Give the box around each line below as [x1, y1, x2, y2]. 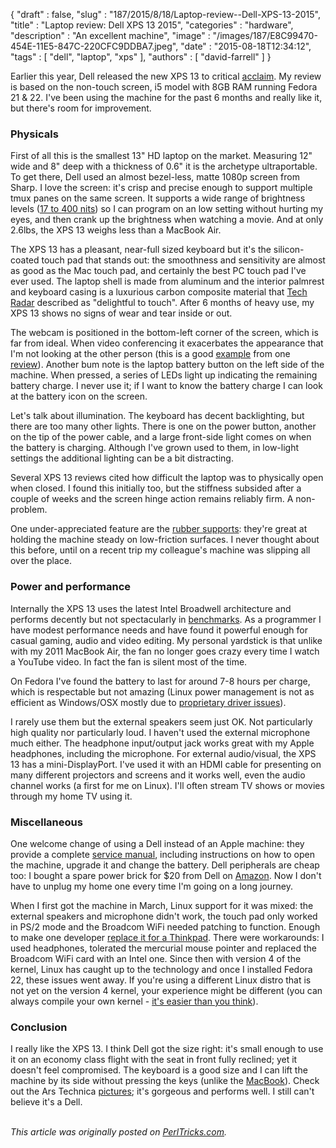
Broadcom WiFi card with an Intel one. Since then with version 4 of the [10, 952, 302, 964]
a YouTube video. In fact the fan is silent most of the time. [10, 655, 248, 668]
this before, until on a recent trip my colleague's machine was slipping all [10, 544, 311, 556]
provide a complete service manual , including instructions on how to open [10, 848, 315, 860]
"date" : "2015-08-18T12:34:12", [180, 40, 312, 52]
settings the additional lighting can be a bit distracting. [10, 452, 234, 464]
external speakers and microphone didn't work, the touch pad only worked [10, 910, 318, 922]
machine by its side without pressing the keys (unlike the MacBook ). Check [10, 1075, 320, 1087]
